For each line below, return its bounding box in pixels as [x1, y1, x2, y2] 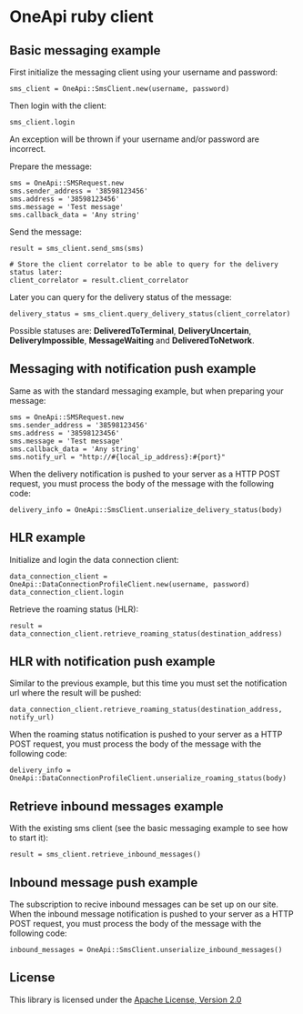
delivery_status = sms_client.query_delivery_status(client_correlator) [9, 309, 291, 318]
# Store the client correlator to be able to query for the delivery [9, 260, 279, 269]
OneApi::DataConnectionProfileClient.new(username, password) [9, 579, 250, 588]
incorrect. [9, 144, 46, 154]
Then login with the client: [9, 100, 107, 111]
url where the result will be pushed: [9, 688, 142, 698]
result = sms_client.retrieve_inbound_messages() [9, 850, 202, 859]
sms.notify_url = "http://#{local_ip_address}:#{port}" [9, 452, 226, 461]
